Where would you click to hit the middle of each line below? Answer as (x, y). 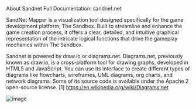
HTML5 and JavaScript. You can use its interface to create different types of (98, 69)
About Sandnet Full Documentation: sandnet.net (64, 9)
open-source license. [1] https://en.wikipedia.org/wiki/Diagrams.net (87, 87)
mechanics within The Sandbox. (45, 45)
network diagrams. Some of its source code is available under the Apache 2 (97, 81)
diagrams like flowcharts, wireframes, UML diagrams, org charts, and (90, 75)
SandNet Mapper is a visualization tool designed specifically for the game (95, 20)
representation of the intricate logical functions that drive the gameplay (92, 38)
